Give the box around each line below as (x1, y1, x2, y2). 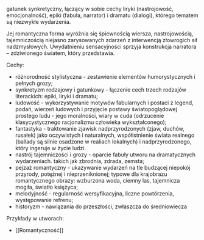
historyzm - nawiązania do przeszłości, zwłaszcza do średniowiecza (15, 203, 188, 210)
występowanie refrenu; (15, 197, 74, 203)
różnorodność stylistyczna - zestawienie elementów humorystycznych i (15, 73, 196, 80)
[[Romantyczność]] (15, 227, 64, 234)
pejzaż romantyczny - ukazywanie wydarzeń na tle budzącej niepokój (15, 164, 191, 171)
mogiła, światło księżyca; (15, 183, 79, 191)
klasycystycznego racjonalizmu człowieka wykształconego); (15, 118, 167, 126)
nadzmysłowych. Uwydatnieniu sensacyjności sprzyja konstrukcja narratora (6, 43, 197, 50)
